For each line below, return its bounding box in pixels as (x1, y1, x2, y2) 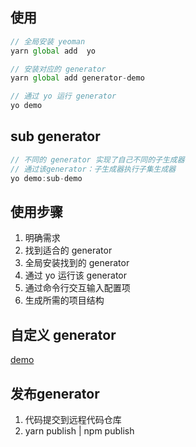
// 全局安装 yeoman (10, 36, 86, 47)
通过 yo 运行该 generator (24, 269, 128, 282)
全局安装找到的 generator (24, 257, 130, 269)
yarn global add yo (10, 46, 97, 56)
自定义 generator (10, 326, 117, 343)
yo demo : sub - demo (10, 173, 83, 183)
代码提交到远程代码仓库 (24, 413, 122, 425)
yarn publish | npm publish (24, 424, 135, 437)
